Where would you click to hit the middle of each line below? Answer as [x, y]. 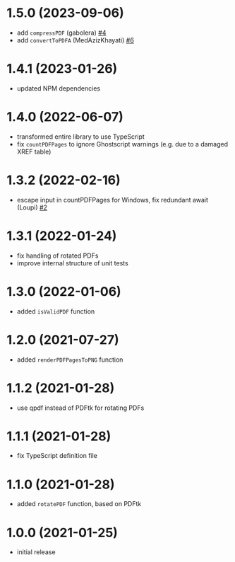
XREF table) [34, 151]
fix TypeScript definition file [57, 456]
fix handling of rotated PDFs [58, 256]
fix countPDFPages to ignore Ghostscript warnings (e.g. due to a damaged [122, 144]
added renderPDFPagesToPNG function [70, 360]
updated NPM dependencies [58, 88]
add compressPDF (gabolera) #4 [61, 33]
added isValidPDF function [56, 311]
